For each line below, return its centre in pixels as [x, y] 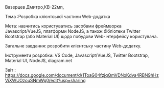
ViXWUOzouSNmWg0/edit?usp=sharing [45, 80]
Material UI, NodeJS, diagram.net [39, 60]
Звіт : [11, 70]
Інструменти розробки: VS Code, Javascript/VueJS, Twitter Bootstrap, [77, 55]
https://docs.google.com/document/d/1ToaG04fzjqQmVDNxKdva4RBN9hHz [82, 75]
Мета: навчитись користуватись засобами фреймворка [63, 26]
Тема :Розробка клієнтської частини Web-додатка [58, 16]
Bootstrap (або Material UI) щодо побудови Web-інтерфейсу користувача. [82, 36]
